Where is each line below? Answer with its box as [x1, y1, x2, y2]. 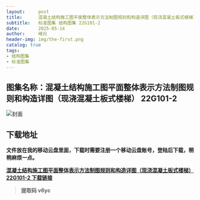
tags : [6, 48, 20, 54]
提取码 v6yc [20, 187, 51, 194]
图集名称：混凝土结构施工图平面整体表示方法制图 [6, 82, 186, 93]
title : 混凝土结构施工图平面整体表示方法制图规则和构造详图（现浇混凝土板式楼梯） [6, 14, 198, 20]
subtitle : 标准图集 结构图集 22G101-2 [6, 20, 101, 26]
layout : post [6, 8, 49, 15]
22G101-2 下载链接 [6, 174, 53, 181]
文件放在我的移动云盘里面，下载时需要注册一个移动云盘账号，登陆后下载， [6, 147, 189, 154]
